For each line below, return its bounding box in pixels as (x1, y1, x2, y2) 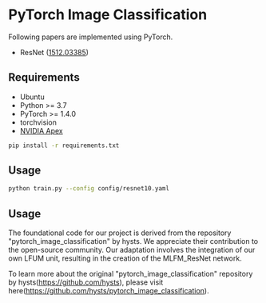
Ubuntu (19, 92, 46, 102)
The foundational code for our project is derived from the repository (8, 228, 232, 237)
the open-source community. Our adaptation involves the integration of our (8, 245, 256, 255)
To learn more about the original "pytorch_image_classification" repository (8, 269, 253, 279)
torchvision (19, 118, 58, 127)
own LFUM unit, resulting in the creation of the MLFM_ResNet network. (8, 253, 242, 263)
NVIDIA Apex (19, 126, 63, 135)
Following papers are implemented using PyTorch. (8, 32, 173, 42)
